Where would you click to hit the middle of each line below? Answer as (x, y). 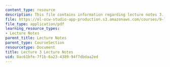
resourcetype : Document (30, 47)
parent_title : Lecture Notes (36, 38)
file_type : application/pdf (35, 24)
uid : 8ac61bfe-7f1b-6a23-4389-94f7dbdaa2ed (52, 57)
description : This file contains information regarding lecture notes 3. (85, 15)
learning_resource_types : (32, 29)
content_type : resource (30, 10)
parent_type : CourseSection (35, 43)
